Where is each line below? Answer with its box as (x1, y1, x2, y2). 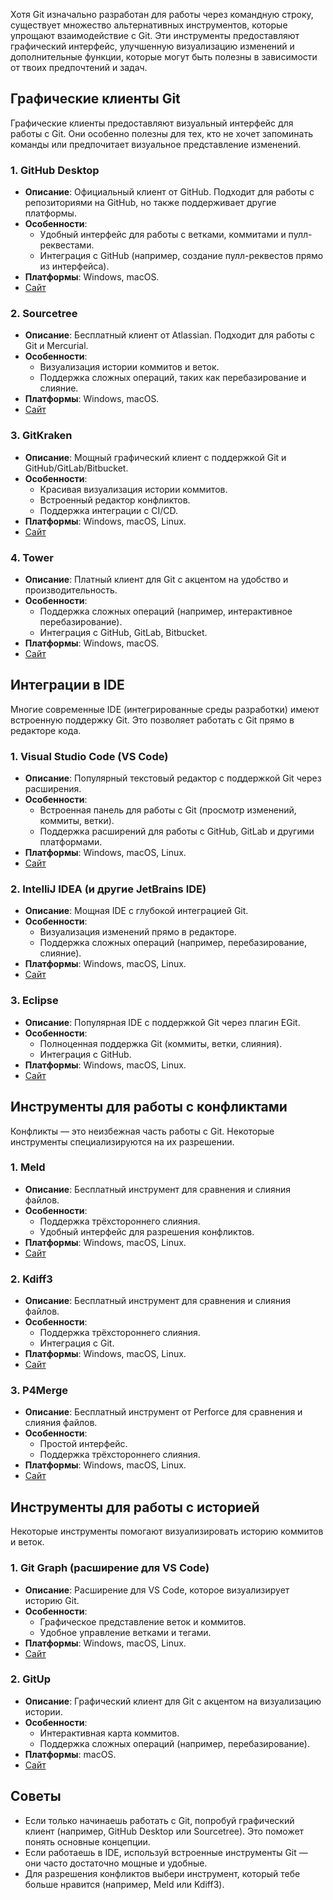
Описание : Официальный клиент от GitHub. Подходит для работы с (24, 186, 315, 198)
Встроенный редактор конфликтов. (39, 494, 191, 506)
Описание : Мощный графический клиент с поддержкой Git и (24, 451, 287, 463)
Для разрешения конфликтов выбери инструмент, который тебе (24, 1867, 301, 1879)
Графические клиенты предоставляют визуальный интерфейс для (10, 117, 294, 129)
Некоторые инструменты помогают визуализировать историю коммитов (10, 1525, 324, 1538)
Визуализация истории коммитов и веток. (39, 361, 220, 373)
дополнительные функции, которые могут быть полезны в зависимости (10, 51, 318, 63)
